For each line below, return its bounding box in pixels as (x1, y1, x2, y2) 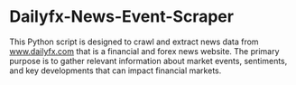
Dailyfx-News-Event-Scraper (9, 6, 235, 27)
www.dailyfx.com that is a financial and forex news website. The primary (9, 45, 280, 56)
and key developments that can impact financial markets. (9, 65, 222, 76)
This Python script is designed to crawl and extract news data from (9, 36, 259, 47)
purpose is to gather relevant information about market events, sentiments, (9, 55, 288, 66)
